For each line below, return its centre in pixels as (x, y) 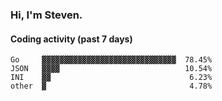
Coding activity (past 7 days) (71, 39)
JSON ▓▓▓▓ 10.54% (111, 69)
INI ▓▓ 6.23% (111, 78)
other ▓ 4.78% (111, 86)
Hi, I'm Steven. (46, 15)
